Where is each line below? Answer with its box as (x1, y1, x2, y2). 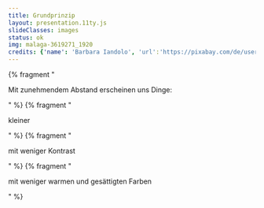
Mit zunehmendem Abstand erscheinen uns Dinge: (8, 85, 173, 95)
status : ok (8, 33, 44, 42)
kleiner (8, 116, 31, 124)
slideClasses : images (8, 26, 79, 34)
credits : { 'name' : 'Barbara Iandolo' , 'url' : (8, 48, 159, 56)
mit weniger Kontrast (8, 147, 76, 155)
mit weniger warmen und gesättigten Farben (8, 176, 152, 186)
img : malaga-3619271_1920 (8, 41, 93, 49)
